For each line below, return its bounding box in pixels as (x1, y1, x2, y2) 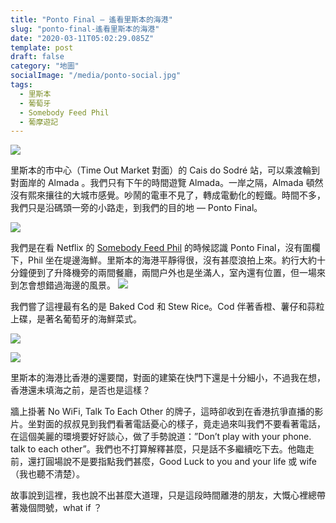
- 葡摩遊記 (19, 117, 59, 127)
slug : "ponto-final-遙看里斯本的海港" (10, 24, 160, 34)
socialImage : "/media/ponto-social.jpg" (10, 71, 182, 81)
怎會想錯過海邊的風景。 (18, 279, 116, 291)
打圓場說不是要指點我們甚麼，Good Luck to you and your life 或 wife (36, 456, 318, 468)
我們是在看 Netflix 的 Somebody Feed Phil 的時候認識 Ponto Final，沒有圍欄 (10, 242, 321, 254)
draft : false (10, 52, 65, 62)
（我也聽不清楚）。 (10, 468, 85, 480)
